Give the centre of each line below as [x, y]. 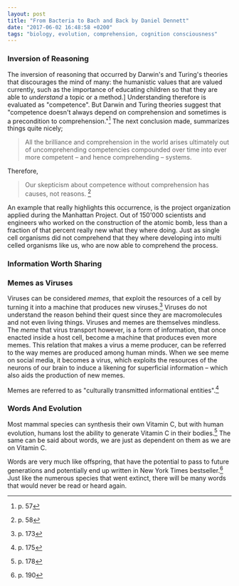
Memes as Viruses [40, 283]
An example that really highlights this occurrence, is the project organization [119, 207]
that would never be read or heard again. [67, 486]
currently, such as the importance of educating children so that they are [113, 89]
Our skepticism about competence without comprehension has [117, 185]
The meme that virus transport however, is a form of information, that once [117, 330]
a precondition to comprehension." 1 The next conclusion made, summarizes [118, 120]
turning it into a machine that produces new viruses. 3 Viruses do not [107, 307]
